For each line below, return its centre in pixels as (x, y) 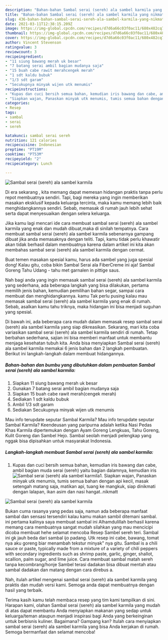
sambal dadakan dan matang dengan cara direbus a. (59, 570)
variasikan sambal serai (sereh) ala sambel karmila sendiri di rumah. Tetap (81, 332)
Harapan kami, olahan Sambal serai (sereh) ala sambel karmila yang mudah (83, 605)
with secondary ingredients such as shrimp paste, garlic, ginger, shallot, (79, 554)
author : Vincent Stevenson (33, 43)
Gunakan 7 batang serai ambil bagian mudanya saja (65, 388)
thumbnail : (16, 33)
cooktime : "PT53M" (24, 154)
